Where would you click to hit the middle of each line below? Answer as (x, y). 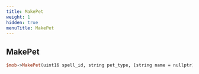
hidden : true (22, 22)
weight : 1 (18, 17)
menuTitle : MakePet (30, 28)
